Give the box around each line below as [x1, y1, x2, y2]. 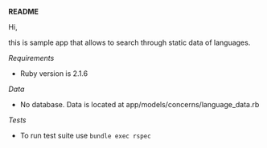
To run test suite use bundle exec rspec [19, 131, 151, 140]
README [8, 7, 39, 16]
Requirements [8, 54, 55, 62]
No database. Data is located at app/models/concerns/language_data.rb [19, 100, 260, 109]
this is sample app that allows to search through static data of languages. [8, 38, 251, 47]
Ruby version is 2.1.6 [19, 69, 88, 78]
